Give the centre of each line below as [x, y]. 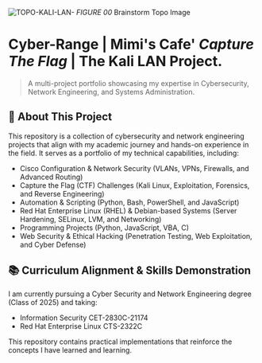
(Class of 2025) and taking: [53, 302]
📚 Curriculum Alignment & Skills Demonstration [130, 271]
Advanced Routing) [51, 177]
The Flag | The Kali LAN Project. [116, 62]
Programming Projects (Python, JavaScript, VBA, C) [104, 228]
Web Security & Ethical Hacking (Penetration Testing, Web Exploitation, [136, 236]
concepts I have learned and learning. [70, 349]
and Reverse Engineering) [62, 193]
